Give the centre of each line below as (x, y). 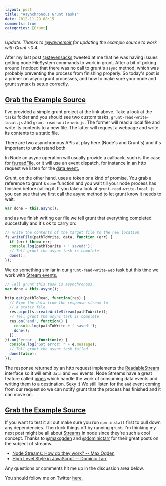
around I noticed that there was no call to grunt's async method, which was (82, 68)
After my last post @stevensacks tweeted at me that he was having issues (82, 57)
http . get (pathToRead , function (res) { (45, 298)
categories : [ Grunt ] (27, 28)
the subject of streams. (29, 443)
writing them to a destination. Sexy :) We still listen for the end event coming (83, 384)
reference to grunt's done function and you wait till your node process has (81, 183)
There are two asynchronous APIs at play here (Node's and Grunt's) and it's (83, 142)
